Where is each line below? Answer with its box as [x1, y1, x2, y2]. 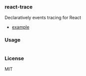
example [11, 24, 30, 30]
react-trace [4, 3, 33, 10]
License [4, 55, 24, 62]
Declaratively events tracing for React [4, 15, 82, 21]
